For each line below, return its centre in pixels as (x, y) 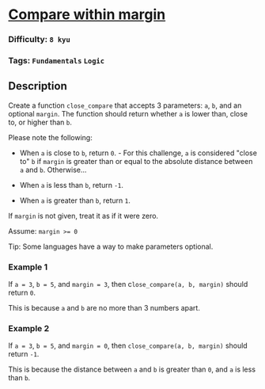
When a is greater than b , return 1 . (75, 200)
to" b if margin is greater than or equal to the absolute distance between (136, 161)
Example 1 (28, 267)
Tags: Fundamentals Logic (57, 61)
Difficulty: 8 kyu (40, 40)
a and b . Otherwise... (53, 170)
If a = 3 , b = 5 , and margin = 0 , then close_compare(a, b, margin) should (128, 345)
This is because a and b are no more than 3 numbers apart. (104, 308)
